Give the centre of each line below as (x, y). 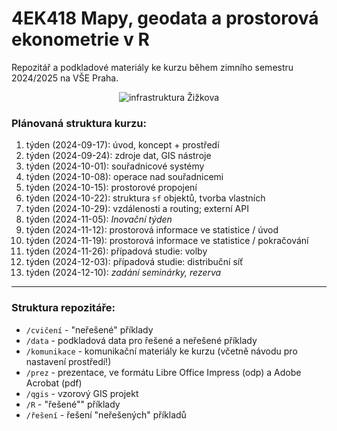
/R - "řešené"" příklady (73, 404)
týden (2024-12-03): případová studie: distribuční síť (134, 262)
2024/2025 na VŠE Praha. (65, 78)
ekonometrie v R (80, 39)
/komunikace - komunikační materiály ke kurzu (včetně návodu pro (161, 351)
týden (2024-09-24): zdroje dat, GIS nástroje (118, 156)
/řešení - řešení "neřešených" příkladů (106, 414)
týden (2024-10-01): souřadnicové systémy (115, 166)
